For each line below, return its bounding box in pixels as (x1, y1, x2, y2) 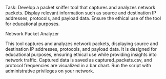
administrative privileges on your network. (5, 68, 94, 74)
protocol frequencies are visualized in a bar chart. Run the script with (5, 63, 151, 68)
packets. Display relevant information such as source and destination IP (5, 10, 156, 16)
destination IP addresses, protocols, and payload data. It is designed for (5, 46, 157, 52)
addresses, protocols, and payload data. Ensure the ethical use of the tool (5, 15, 161, 21)
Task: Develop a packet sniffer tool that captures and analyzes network (5, 5, 155, 10)
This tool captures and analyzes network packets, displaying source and (5, 41, 158, 47)
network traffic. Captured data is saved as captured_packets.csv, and (5, 57, 152, 63)
